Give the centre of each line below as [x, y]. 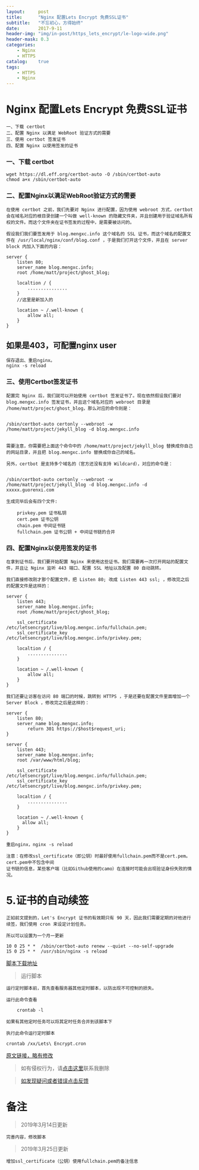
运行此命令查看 [22, 1000]
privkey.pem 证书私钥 [42, 513]
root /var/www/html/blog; [49, 760]
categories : [21, 45]
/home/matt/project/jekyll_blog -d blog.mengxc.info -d [77, 485]
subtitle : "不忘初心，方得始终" [45, 23]
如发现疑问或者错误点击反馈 [55, 1081]
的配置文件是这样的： [28, 586]
